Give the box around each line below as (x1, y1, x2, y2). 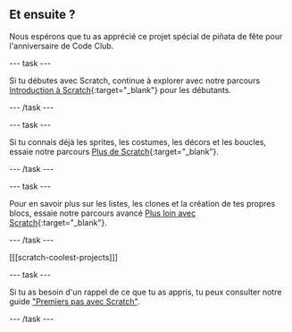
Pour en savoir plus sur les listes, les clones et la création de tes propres (9, 198, 276, 209)
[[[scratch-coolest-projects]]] (9, 251, 119, 262)
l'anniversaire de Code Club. (9, 40, 114, 51)
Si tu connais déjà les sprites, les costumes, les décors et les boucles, (9, 136, 266, 147)
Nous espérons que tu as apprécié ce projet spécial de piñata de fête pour (9, 30, 283, 41)
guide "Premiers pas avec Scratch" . (9, 295, 140, 307)
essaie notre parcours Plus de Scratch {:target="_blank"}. (9, 146, 219, 157)
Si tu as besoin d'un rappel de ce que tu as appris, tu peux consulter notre (9, 286, 282, 297)
